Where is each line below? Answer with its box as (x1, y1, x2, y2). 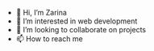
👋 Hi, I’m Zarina (15, 8, 67, 17)
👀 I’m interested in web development (15, 16, 138, 26)
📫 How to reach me (15, 34, 83, 44)
